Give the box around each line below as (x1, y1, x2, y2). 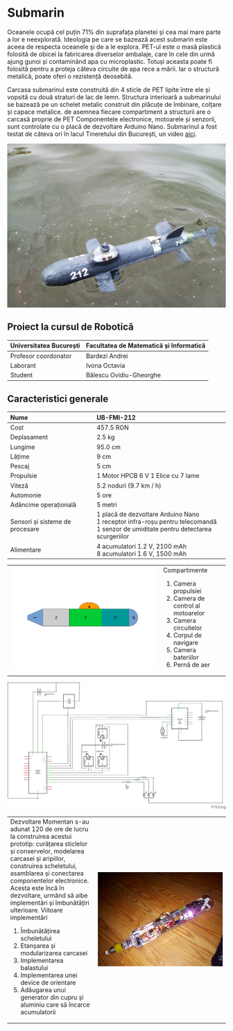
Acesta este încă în (10, 883, 64, 892)
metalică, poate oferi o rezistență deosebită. (7, 71, 133, 80)
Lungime (10, 443, 35, 451)
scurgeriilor (96, 532, 130, 540)
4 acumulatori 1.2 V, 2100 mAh (96, 542, 187, 550)
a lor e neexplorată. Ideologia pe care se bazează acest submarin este (7, 35, 208, 43)
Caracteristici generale (7, 393, 109, 404)
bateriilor (173, 653, 200, 661)
